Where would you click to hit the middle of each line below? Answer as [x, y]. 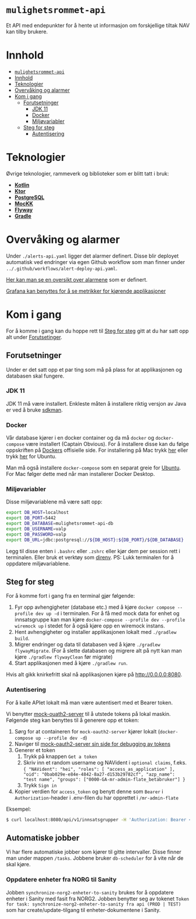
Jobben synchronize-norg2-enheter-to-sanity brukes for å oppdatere [90, 892]
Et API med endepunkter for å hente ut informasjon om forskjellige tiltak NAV [98, 25]
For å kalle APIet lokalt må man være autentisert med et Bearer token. [90, 702]
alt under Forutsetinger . [34, 337]
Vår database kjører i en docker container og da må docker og [80, 438]
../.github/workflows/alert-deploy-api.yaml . [62, 268]
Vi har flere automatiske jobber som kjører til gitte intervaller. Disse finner [94, 852]
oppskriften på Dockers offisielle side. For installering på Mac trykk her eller [97, 450]
